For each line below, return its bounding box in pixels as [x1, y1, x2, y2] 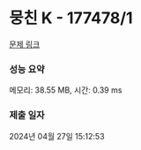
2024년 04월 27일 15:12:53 [9, 131, 105, 141]
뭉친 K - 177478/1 [9, 8, 134, 28]
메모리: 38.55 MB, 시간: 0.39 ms [9, 85, 122, 95]
